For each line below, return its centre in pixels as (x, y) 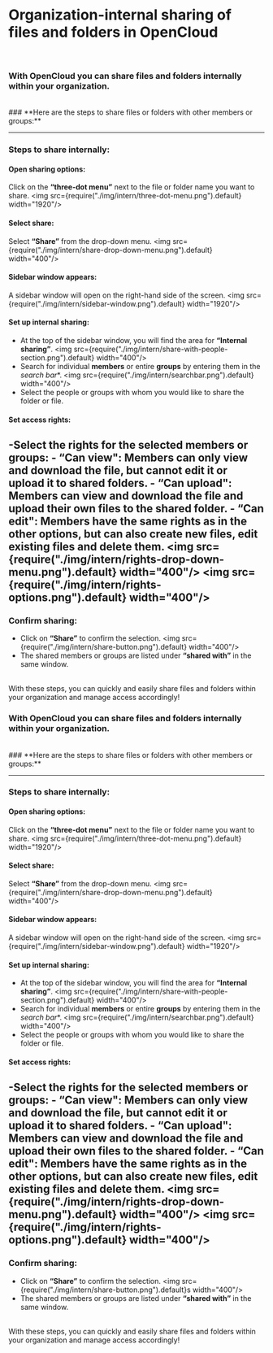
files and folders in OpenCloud (113, 32)
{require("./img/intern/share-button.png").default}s (105, 1290)
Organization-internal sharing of (120, 15)
